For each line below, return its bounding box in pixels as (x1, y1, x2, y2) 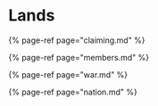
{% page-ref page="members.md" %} (8, 52, 149, 62)
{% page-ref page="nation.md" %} (8, 86, 137, 97)
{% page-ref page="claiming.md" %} (8, 35, 146, 45)
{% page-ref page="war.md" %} (8, 69, 129, 80)
